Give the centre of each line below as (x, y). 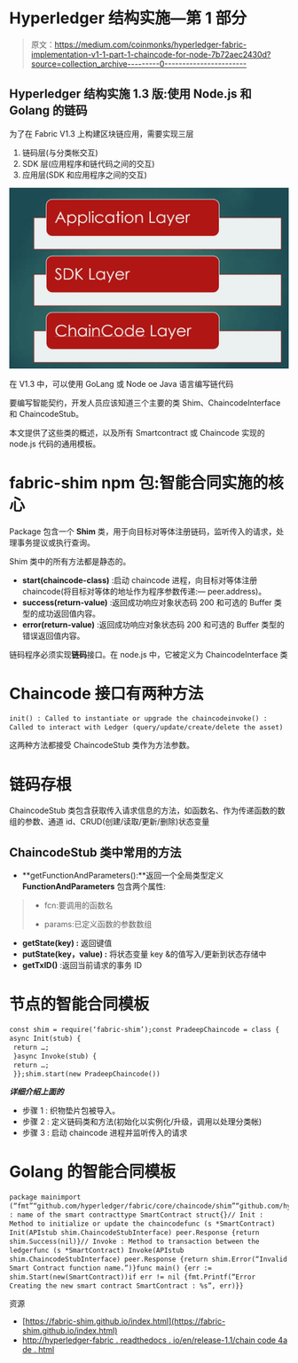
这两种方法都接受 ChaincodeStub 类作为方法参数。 (102, 745)
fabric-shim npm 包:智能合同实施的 (139, 482)
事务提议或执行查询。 (55, 542)
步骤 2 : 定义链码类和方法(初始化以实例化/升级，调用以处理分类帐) (142, 1122)
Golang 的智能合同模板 (92, 1172)
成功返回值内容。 (69, 613)
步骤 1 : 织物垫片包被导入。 (71, 1111)
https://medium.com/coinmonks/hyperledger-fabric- (150, 44)
